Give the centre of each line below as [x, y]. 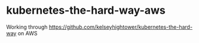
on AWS [27, 33]
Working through [27, 27]
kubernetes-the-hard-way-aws [86, 10]
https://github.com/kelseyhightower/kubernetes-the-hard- [121, 27]
